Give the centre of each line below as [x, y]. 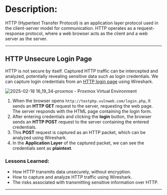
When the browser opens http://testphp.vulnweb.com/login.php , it [81, 101]
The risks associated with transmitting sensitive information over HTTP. [85, 183]
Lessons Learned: [27, 161]
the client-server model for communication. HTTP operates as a [71, 28]
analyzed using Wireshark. [40, 137]
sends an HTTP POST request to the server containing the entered [81, 122]
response [15, 33]
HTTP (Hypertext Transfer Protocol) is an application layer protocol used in [82, 23]
